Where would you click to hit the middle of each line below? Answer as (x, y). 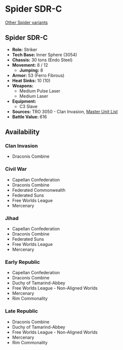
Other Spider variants (26, 22)
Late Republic (21, 311)
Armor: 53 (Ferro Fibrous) (38, 75)
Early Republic (23, 262)
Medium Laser (34, 96)
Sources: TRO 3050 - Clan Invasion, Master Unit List (65, 111)
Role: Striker (25, 49)
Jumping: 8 (31, 70)
